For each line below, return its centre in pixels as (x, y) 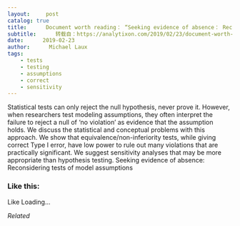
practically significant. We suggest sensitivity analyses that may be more (115, 153)
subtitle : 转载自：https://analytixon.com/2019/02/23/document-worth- (120, 34)
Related (19, 215)
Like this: (24, 186)
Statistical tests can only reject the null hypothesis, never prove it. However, (119, 107)
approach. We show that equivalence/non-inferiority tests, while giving (112, 138)
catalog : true (29, 21)
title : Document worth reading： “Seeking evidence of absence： (114, 27)
